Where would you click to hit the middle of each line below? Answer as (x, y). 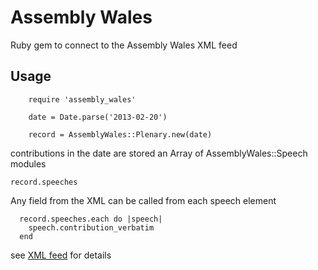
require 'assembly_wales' (82, 99)
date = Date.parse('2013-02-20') (98, 117)
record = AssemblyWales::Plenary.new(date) (120, 134)
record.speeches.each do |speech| (91, 219)
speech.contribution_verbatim (91, 227)
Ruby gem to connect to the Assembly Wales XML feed (124, 45)
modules (28, 163)
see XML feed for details (61, 255)
